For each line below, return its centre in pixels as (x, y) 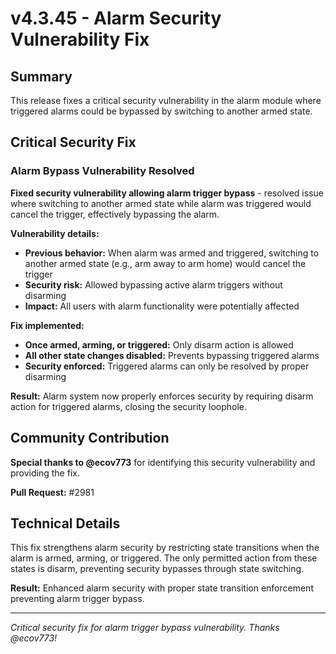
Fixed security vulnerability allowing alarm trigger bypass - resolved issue (167, 193)
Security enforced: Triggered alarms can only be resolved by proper (167, 366)
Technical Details (65, 523)
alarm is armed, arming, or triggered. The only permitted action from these (164, 558)
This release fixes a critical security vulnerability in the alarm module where (166, 100)
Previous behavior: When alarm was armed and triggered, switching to (172, 253)
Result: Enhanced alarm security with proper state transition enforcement (162, 588)
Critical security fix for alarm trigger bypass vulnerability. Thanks (145, 628)
